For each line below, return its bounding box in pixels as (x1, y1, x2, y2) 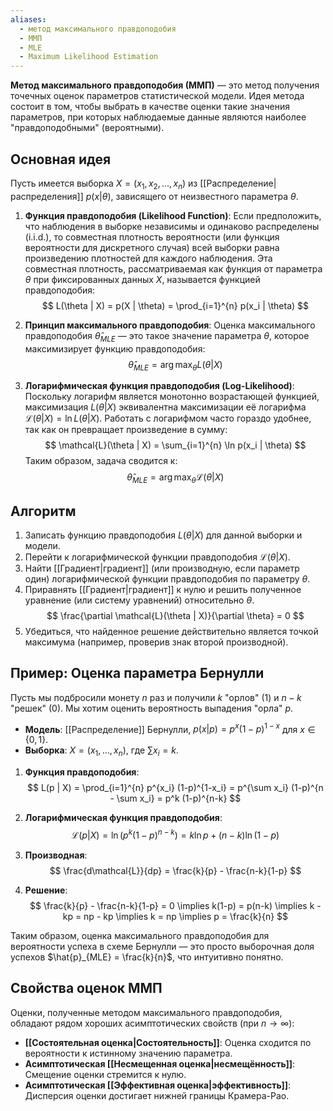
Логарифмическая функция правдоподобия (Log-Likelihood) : (24, 380, 295, 392)
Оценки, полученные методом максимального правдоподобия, (10, 1006, 283, 1018)
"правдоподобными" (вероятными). (10, 122, 165, 134)
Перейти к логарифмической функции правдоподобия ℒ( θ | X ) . (24, 551, 291, 563)
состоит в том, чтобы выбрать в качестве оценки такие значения (10, 101, 290, 113)
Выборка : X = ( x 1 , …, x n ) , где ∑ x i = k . (24, 744, 179, 759)
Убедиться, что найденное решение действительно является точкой (24, 625, 319, 637)
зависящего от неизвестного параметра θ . (115, 190, 299, 202)
